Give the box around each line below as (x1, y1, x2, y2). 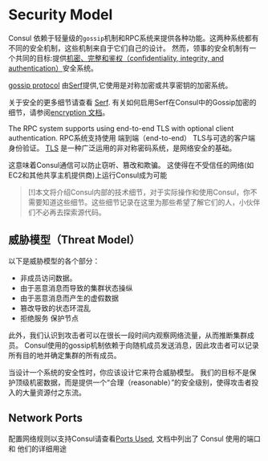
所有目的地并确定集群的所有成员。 (8, 350, 121, 360)
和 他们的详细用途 (8, 443, 67, 453)
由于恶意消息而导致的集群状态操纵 (19, 283, 133, 292)
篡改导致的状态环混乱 (19, 303, 91, 312)
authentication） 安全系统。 (8, 63, 99, 73)
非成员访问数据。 (19, 273, 77, 283)
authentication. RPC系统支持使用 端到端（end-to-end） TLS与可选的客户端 (8, 133, 255, 142)
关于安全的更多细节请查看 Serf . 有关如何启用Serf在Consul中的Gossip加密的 (8, 97, 257, 107)
